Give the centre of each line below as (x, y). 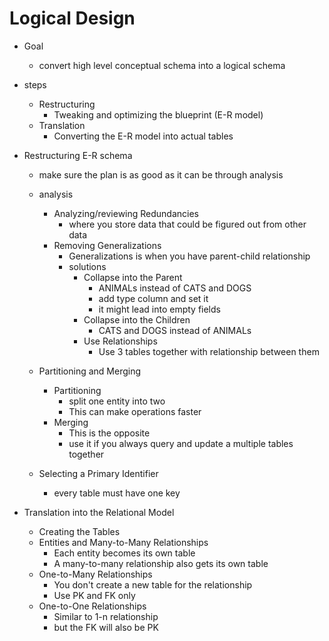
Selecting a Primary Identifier (98, 473)
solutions (87, 266)
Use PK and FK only (94, 595)
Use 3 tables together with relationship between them (209, 351)
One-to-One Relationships (92, 606)
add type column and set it (153, 298)
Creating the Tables (79, 531)
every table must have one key (117, 493)
